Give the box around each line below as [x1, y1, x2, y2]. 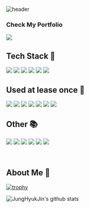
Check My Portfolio [6, 20, 63, 29]
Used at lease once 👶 [6, 85, 85, 95]
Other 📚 [6, 119, 38, 129]
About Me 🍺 [6, 167, 50, 178]
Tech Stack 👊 [6, 51, 56, 61]
